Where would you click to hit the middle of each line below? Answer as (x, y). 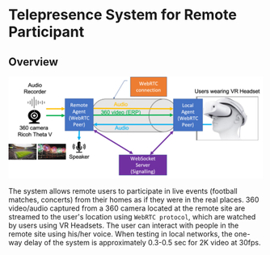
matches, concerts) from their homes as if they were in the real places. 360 (134, 199)
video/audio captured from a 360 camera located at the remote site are (127, 208)
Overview (34, 62)
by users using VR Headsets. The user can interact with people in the (124, 225)
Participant (46, 32)
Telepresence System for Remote (122, 15)
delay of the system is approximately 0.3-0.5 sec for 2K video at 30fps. (142, 242)
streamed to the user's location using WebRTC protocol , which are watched (132, 216)
